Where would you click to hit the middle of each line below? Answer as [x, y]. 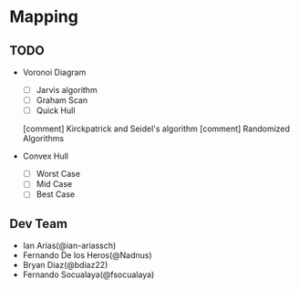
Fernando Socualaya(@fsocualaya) [88, 274]
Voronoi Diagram [54, 72]
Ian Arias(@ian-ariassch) [69, 246]
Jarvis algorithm [67, 90]
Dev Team [39, 224]
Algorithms [43, 139]
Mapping [44, 17]
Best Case [56, 194]
